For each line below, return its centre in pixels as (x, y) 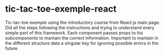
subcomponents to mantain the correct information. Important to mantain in (82, 38)
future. (12, 48)
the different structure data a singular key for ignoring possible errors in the (82, 43)
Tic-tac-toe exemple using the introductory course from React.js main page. (83, 22)
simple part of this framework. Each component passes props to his (74, 33)
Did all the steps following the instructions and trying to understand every (80, 27)
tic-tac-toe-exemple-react (61, 9)
